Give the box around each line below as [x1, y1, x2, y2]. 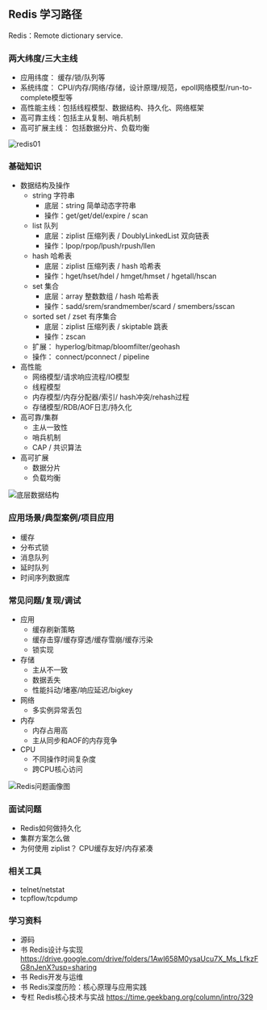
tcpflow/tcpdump [19, 893, 78, 903]
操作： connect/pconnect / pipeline [31, 352, 150, 361]
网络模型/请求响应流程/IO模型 [31, 372, 131, 382]
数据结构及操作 [19, 181, 70, 190]
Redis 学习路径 [8, 7, 82, 22]
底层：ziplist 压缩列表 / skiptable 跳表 [44, 322, 169, 332]
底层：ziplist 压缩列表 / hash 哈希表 [44, 261, 161, 271]
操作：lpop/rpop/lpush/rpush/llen [44, 241, 156, 251]
